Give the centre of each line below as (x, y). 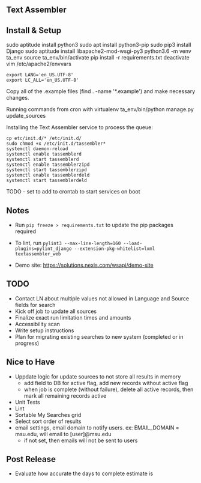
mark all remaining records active (65, 395)
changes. (18, 98)
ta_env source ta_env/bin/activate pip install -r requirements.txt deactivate (98, 58)
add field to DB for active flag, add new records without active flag (106, 383)
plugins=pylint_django (43, 249)
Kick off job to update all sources (56, 311)
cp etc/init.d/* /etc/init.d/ (44, 138)
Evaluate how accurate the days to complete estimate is (84, 473)
